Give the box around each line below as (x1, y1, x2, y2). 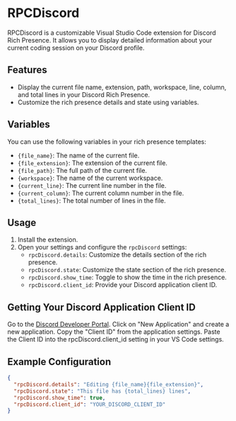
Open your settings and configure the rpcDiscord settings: (17, 243, 187, 252)
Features (7, 64, 47, 76)
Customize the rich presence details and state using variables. (17, 98, 199, 106)
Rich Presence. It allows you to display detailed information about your (7, 35, 213, 44)
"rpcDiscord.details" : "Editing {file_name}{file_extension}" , (13, 381, 203, 388)
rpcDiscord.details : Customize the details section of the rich (28, 250, 207, 259)
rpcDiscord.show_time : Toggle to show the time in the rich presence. (28, 273, 228, 281)
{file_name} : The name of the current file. (17, 151, 140, 159)
